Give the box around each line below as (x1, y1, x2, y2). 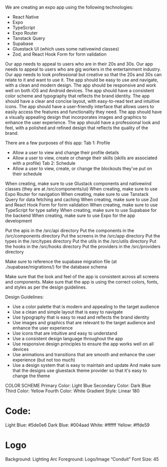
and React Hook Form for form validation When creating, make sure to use (5, 202, 158, 207)
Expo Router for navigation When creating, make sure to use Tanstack (5, 191, 149, 197)
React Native (12, 14, 39, 20)
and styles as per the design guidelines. (5, 284, 87, 290)
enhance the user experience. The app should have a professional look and (5, 120, 161, 125)
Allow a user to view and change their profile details (12, 150, 119, 155)
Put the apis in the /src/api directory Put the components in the (5, 227, 135, 233)
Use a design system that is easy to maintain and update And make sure (12, 362, 161, 368)
